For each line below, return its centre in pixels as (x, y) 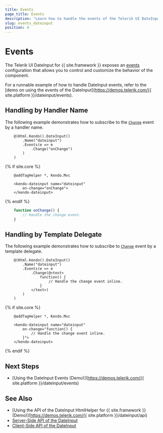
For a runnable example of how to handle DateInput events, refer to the (76, 85)
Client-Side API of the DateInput (44, 425)
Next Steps (22, 366)
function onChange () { (37, 210)
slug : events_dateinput (29, 23)
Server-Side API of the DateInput (45, 420)
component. (17, 75)
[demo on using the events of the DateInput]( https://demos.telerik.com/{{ (78, 90)
